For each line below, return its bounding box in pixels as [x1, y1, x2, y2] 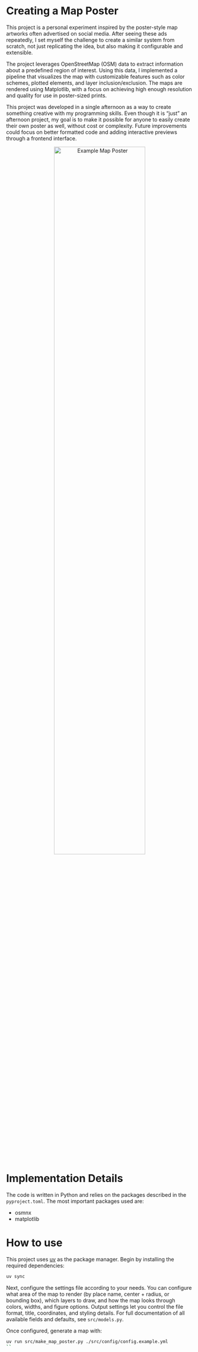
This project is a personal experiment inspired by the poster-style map [6, 24, 178, 31]
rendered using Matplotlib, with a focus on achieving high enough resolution [6, 85, 193, 92]
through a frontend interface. [6, 134, 77, 142]
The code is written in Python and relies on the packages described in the [6, 1191, 187, 1198]
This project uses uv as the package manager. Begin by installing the [6, 1255, 174, 1263]
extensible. [6, 49, 33, 56]
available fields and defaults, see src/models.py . [6, 1315, 124, 1322]
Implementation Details [6, 1172, 123, 1186]
